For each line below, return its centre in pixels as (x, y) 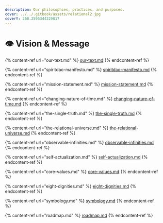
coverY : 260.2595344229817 (32, 18)
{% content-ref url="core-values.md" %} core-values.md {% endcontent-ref (81, 172)
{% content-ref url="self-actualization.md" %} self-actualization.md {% (76, 157)
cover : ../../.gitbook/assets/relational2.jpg (53, 14)
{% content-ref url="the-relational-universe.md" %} (57, 128)
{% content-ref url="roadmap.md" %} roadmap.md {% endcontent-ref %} (79, 215)
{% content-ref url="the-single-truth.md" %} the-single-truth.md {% (73, 113)
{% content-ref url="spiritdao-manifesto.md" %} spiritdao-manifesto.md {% (81, 70)
